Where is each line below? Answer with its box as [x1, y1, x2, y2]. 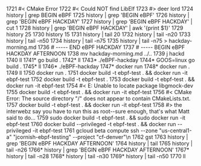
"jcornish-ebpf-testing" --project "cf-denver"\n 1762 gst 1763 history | [13, 133, 188, 141]
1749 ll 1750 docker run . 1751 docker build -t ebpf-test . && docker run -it [6, 69, 188, 76]
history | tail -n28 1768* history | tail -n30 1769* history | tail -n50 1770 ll [6, 153, 186, 159]
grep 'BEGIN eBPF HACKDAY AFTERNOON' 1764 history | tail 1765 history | [6, 140, 193, 147]
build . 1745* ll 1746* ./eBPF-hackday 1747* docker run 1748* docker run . [6, 63, 190, 70]
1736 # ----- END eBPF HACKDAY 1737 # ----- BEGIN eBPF [37, 43, 185, 51]
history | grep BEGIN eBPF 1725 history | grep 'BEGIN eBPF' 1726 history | [6, 11, 190, 19]
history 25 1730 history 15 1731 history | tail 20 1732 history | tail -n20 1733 [6, 31, 191, 38]
